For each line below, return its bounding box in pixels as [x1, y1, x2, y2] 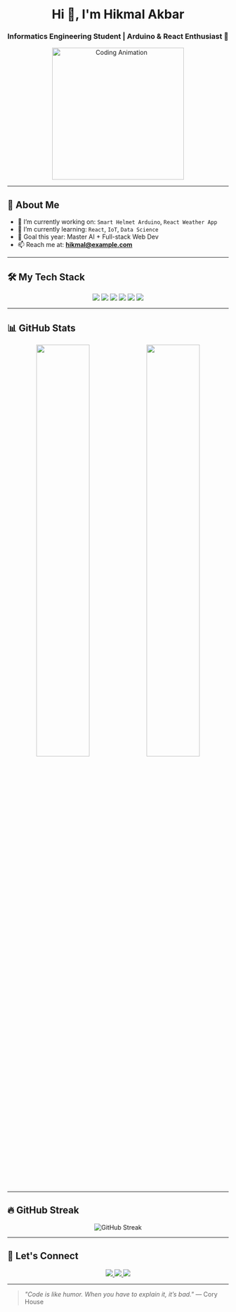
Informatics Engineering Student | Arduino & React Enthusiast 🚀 [7, 32, 229, 42]
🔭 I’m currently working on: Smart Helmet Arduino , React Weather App [17, 217, 218, 226]
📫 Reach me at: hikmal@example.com [17, 241, 133, 249]
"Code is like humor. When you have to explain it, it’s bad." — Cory [24, 1289, 218, 1298]
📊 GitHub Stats [7, 322, 76, 334]
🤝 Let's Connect [7, 1250, 79, 1262]
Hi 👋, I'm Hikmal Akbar [51, 6, 185, 23]
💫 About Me [7, 198, 60, 210]
